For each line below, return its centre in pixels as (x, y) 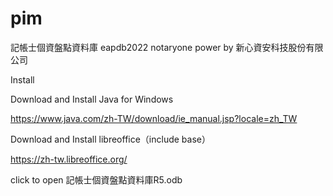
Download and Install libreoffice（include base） (110, 139)
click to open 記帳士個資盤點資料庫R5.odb (96, 179)
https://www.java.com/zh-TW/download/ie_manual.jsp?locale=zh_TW (154, 118)
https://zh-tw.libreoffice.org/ (69, 159)
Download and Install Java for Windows (92, 99)
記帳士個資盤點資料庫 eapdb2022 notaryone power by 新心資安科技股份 (158, 47)
